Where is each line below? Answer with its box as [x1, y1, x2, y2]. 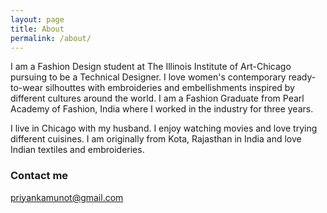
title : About [10, 24, 65, 34]
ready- [288, 71, 317, 83]
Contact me [10, 169, 69, 183]
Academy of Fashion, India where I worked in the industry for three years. [10, 103, 314, 115]
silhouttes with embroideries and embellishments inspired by [44, 82, 295, 94]
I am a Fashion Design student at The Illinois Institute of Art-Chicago [10, 61, 292, 73]
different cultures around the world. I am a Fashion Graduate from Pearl [10, 92, 305, 105]
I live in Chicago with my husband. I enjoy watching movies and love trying [10, 122, 318, 135]
